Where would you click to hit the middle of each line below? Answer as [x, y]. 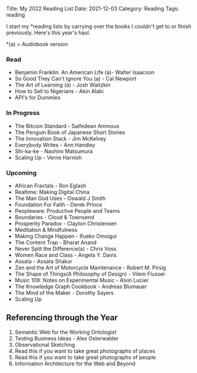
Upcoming [21, 173]
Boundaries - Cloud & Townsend [54, 217]
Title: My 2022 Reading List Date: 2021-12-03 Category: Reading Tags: [93, 9]
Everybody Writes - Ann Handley [55, 145]
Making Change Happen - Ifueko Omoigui [66, 236]
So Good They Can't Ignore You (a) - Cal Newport [75, 79]
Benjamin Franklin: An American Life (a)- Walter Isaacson [85, 72]
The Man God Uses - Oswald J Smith [60, 198]
